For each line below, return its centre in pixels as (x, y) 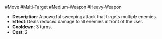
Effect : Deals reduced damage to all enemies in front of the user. (78, 22)
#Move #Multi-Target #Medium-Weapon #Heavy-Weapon (63, 7)
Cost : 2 (20, 32)
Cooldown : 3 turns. (32, 27)
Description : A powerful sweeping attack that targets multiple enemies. (84, 16)
